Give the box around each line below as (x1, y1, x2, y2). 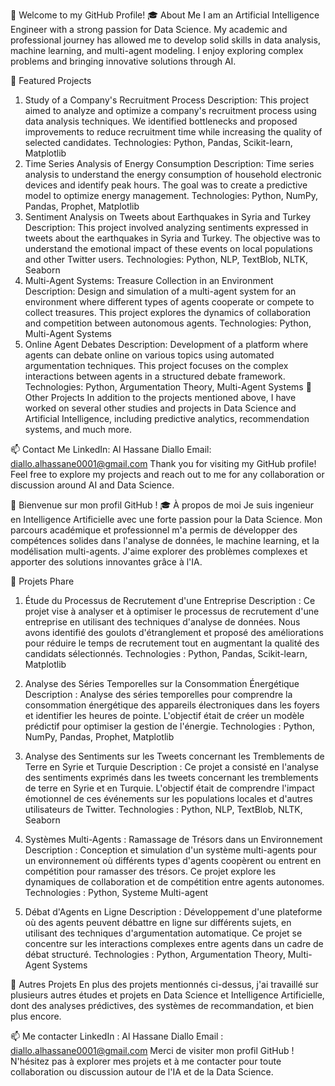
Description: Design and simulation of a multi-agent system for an (24, 285, 297, 297)
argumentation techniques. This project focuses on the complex (24, 360, 289, 371)
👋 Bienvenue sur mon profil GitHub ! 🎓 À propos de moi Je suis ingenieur (10, 499, 315, 511)
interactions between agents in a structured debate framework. (24, 370, 286, 382)
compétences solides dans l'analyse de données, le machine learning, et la (10, 535, 320, 546)
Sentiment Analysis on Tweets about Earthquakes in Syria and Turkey (24, 211, 312, 223)
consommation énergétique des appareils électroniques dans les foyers (24, 699, 320, 711)
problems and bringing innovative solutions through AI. (10, 55, 237, 67)
